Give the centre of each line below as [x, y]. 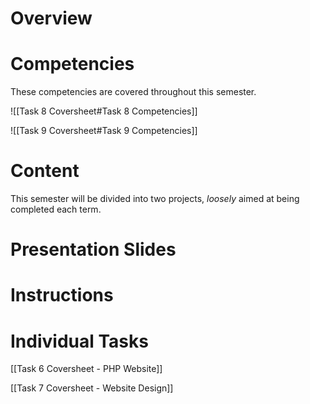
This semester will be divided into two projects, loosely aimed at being [155, 199]
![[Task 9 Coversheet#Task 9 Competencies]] [104, 131]
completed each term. [56, 209]
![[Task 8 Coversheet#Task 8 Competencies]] [104, 111]
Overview [51, 18]
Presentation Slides [93, 249]
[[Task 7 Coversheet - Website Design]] [92, 388]
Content [45, 171]
